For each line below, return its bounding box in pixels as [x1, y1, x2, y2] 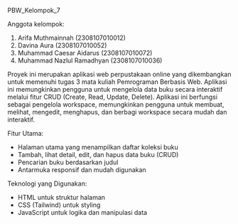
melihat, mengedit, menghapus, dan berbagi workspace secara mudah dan [7, 108, 227, 116]
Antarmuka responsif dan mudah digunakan [17, 166, 147, 174]
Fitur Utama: [7, 129, 44, 137]
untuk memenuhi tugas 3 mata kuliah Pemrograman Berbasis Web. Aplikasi [7, 78, 227, 86]
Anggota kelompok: [7, 20, 65, 28]
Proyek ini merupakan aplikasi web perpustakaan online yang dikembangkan [7, 70, 232, 78]
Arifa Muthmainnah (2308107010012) [17, 33, 126, 42]
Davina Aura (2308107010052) [17, 41, 107, 49]
